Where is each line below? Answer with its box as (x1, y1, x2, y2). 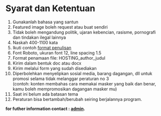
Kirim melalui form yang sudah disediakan (12, 65, 97, 71)
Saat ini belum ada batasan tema (12, 91, 78, 97)
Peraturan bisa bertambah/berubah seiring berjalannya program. (12, 96, 143, 102)
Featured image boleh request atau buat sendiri (12, 24, 108, 30)
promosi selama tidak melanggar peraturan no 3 (12, 76, 109, 82)
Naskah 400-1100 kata (12, 39, 58, 45)
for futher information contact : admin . (5, 105, 86, 112)
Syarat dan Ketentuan (5, 3, 95, 14)
